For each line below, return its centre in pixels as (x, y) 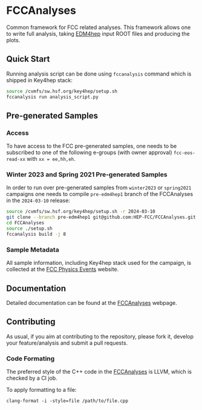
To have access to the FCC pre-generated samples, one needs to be (92, 146)
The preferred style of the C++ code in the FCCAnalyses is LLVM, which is (99, 372)
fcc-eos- (184, 153)
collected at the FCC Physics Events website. (63, 269)
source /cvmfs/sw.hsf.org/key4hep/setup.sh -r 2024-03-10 (81, 212)
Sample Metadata (33, 250)
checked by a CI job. (32, 378)
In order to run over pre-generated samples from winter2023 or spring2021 (99, 187)
